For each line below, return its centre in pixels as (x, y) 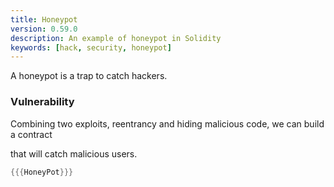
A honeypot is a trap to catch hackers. (89, 76)
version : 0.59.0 (44, 29)
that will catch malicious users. (74, 153)
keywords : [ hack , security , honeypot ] (91, 47)
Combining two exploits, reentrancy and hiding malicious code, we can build (167, 123)
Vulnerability (42, 102)
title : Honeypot (44, 19)
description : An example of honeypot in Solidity (116, 38)
